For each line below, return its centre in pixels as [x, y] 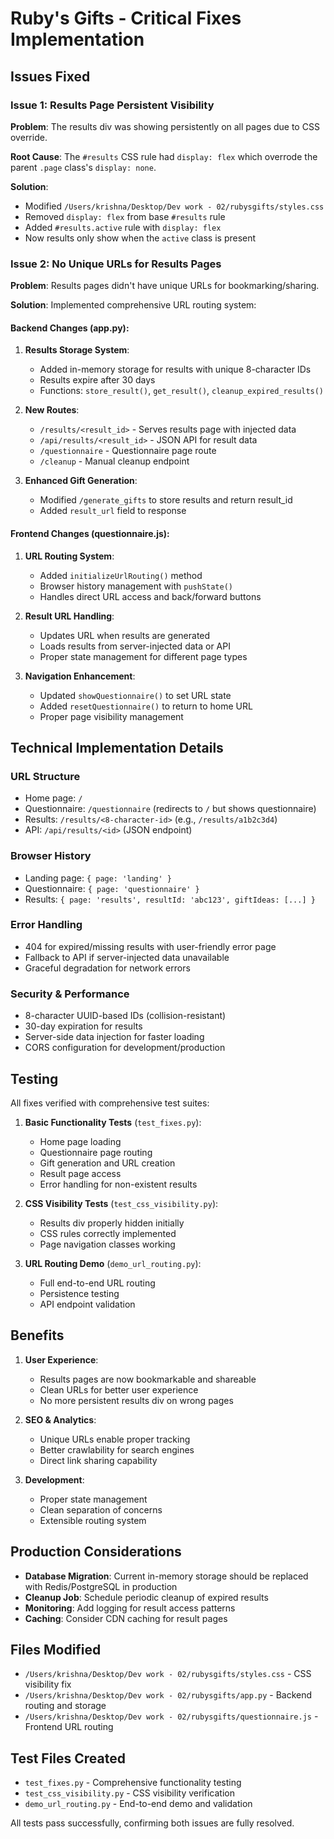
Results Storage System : [77, 350]
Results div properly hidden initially [112, 1223]
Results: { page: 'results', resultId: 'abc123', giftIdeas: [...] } [170, 899]
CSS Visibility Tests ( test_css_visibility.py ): [121, 1203]
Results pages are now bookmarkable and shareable [148, 1379]
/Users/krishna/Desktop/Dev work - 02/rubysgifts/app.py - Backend [168, 1695]
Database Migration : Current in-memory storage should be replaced [166, 1576]
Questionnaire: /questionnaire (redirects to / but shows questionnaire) [170, 809]
